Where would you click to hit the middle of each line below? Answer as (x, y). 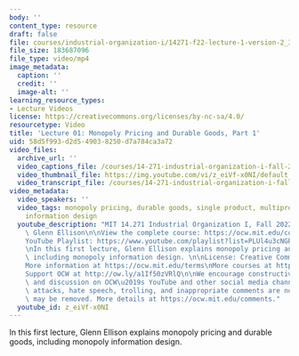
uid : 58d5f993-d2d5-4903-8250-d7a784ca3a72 (91, 142)
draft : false (33, 34)
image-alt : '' (43, 92)
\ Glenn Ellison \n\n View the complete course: (113, 232)
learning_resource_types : (57, 100)
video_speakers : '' (53, 200)
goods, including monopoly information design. (96, 342)
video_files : (33, 150)
